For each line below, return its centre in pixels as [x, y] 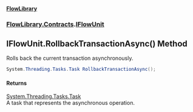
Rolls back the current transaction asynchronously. [70, 58]
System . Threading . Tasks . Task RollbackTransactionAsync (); [81, 70]
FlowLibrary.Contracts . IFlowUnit [55, 24]
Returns [17, 83]
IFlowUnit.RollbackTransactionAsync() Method [97, 43]
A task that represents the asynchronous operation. [71, 103]
